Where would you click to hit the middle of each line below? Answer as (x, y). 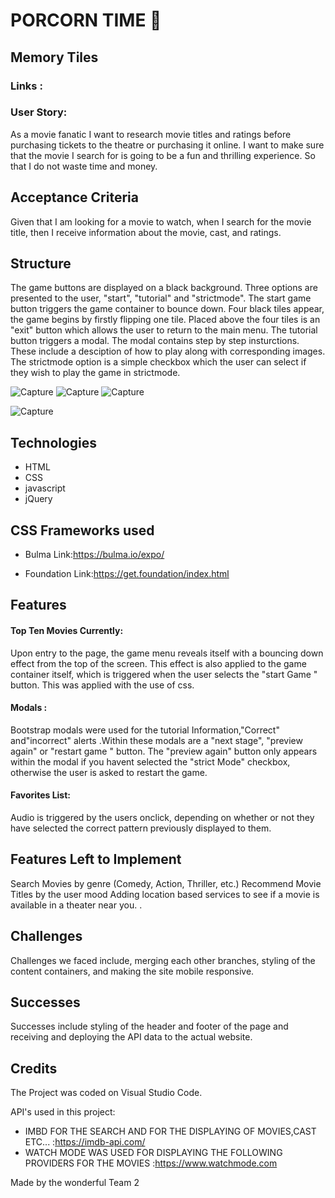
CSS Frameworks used (82, 530)
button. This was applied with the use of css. (102, 685)
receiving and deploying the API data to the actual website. (131, 1037)
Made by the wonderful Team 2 (75, 1183)
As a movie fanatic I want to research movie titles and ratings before (151, 134)
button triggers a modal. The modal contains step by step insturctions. (155, 341)
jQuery (38, 499)
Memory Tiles (54, 57)
